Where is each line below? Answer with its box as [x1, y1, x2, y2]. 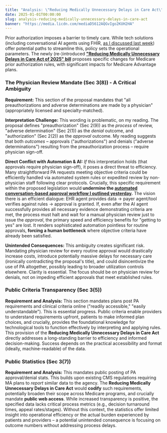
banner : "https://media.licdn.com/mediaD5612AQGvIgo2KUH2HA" [5, 21, 135, 26]
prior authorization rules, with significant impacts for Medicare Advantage [5, 61, 157, 67]
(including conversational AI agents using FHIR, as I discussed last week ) [5, 40, 155, 46]
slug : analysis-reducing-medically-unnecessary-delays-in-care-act [5, 16, 148, 21]
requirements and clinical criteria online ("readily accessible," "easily [5, 303, 146, 309]
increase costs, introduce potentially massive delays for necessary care [5, 253, 152, 259]
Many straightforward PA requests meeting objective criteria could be [5, 169, 148, 175]
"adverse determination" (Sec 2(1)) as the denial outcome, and [5, 128, 133, 134]
